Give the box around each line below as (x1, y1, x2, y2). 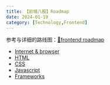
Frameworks (14, 73, 45, 80)
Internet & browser (14, 48, 60, 55)
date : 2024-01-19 (6, 14, 49, 20)
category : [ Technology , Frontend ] (6, 19, 88, 25)
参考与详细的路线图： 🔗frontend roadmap (6, 36, 105, 43)
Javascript (14, 67, 40, 74)
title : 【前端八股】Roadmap (6, 8, 69, 15)
